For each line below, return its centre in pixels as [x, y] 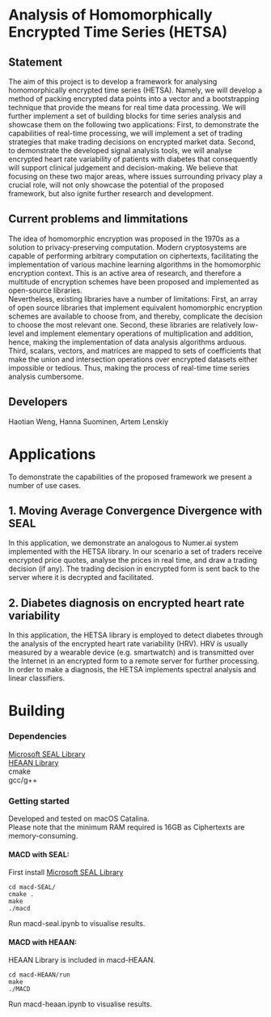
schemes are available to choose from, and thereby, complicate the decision [135, 316]
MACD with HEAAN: [42, 942]
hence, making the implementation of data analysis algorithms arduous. [127, 341]
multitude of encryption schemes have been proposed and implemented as [133, 281]
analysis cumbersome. [46, 376]
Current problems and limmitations [98, 219]
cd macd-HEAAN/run [39, 975]
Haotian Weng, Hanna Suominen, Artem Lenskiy [89, 421]
